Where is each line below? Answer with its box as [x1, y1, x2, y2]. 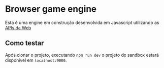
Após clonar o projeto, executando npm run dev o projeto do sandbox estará [5, 52, 159, 58]
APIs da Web [5, 24, 31, 30]
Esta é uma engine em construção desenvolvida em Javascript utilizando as [5, 20, 159, 25]
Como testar [5, 39, 44, 47]
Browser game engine [5, 3, 97, 15]
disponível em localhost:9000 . [5, 57, 67, 63]
